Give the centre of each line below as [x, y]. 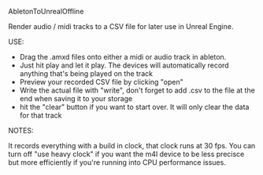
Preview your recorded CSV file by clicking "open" [101, 82]
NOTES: [21, 130]
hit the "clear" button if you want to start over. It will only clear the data [134, 107]
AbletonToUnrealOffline [46, 11]
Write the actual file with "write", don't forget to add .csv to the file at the [137, 90]
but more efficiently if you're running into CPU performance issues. [117, 162]
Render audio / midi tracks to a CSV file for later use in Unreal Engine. [121, 26]
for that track [41, 115]
